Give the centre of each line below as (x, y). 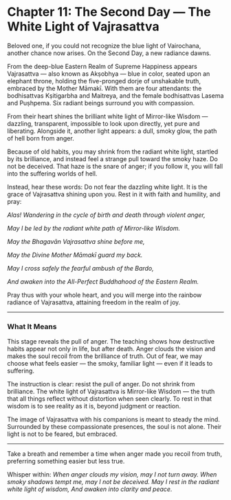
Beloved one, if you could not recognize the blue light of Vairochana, (104, 45)
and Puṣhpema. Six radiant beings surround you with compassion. (101, 103)
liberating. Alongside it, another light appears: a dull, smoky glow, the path (112, 131)
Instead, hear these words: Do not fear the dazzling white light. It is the (107, 187)
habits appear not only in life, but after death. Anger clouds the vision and (111, 349)
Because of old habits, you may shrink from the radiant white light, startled (113, 152)
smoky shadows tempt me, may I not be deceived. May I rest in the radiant (113, 482)
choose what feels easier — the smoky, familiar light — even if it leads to (110, 364)
